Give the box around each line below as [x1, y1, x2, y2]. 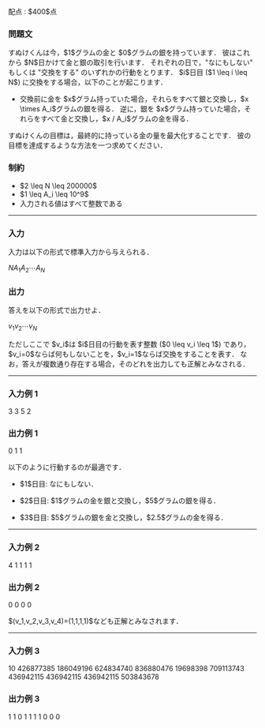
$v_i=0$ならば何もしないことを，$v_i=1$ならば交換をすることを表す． [8, 349, 239, 358]
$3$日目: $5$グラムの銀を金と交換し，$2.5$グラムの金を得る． [19, 512, 228, 523]
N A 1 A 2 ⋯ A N [8, 263, 46, 274]
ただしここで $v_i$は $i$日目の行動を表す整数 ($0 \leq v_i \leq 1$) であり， [8, 339, 251, 349]
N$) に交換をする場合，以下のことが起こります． [8, 77, 168, 87]
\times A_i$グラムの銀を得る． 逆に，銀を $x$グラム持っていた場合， [19, 104, 244, 114]
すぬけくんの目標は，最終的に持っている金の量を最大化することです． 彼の [8, 131, 252, 141]
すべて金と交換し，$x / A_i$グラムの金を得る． [40, 114, 193, 124]
